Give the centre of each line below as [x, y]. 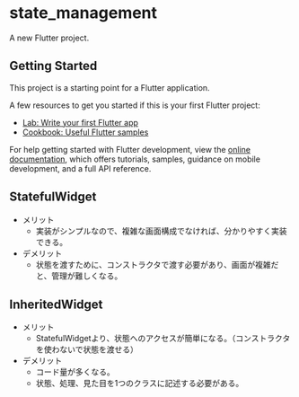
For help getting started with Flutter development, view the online [130, 149]
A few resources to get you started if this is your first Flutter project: [135, 105]
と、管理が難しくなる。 [79, 276]
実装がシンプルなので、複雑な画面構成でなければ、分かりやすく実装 [161, 231]
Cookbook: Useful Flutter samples [85, 132]
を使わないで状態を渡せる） [87, 349]
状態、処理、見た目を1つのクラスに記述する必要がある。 [140, 384]
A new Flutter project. [49, 38]
